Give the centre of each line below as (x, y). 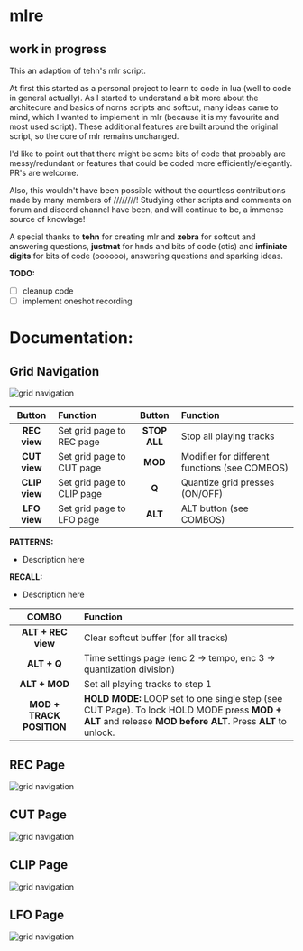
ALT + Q (44, 664)
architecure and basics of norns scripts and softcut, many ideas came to (144, 107)
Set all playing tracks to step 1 (148, 685)
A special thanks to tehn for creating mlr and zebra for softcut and (133, 237)
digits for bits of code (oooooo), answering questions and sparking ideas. (147, 256)
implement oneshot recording (77, 301)
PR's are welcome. (44, 173)
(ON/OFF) (202, 494)
